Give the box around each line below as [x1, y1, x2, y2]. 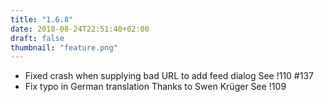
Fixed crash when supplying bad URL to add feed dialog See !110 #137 [24, 70, 314, 82]
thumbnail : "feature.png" [10, 42, 118, 53]
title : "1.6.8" [10, 14, 74, 25]
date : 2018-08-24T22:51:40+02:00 [10, 24, 150, 34]
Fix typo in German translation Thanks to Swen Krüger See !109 [24, 81, 287, 93]
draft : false [10, 33, 65, 43]
